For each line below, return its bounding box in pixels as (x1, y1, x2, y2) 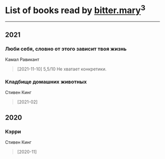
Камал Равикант (5, 56, 40, 62)
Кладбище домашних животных (5, 78, 87, 85)
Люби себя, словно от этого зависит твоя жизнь (5, 45, 127, 52)
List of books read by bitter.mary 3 (5, 3, 146, 16)
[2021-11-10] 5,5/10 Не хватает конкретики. (17, 66, 107, 72)
